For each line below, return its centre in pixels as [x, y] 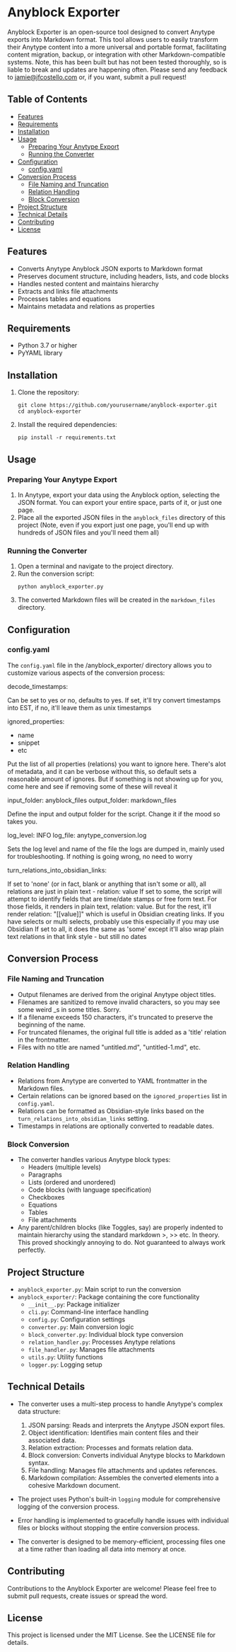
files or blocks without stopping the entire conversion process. [108, 1527]
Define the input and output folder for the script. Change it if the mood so [114, 814]
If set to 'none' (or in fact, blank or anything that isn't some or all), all [107, 884]
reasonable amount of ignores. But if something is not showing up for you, [116, 779]
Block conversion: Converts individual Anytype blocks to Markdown [126, 1455]
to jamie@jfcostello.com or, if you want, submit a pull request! [97, 77]
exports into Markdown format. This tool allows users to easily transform [113, 39]
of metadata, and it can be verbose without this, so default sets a [102, 771]
